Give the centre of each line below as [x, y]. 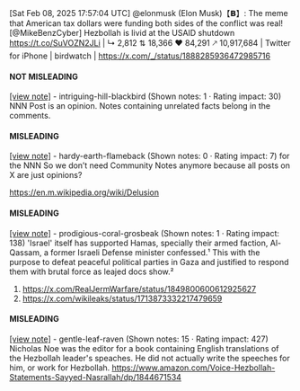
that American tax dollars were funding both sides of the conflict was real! [146, 23]
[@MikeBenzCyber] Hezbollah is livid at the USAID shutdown [122, 33]
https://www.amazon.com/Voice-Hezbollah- [194, 368]
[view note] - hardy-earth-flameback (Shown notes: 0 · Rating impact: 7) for [150, 156]
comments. [30, 116]
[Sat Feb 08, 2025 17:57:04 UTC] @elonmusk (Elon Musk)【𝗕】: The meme [149, 13]
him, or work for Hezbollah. [60, 368]
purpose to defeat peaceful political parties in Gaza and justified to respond [149, 262]
